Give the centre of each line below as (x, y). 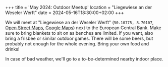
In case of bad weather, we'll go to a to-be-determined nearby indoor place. (84, 59)
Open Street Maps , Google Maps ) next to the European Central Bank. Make (83, 28)
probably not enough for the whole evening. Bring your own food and (77, 44)
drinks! (12, 49)
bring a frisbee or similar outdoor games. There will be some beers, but (79, 38)
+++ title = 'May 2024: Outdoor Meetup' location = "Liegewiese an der (79, 7)
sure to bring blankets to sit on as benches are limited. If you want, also (79, 33)
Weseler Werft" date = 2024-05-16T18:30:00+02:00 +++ (65, 13)
